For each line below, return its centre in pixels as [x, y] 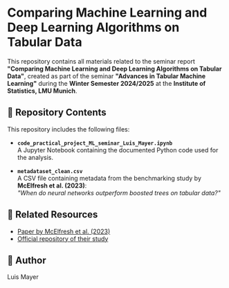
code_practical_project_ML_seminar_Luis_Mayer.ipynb [95, 143]
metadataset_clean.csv [50, 171]
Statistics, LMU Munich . [42, 91]
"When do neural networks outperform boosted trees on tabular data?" [119, 192]
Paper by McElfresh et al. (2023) [64, 231]
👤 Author [27, 260]
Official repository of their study [63, 238]
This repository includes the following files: [68, 129]
